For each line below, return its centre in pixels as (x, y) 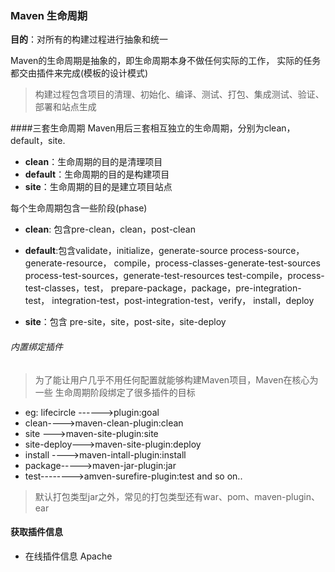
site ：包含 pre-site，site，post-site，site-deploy (125, 322)
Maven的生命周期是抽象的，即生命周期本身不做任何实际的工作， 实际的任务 (166, 61)
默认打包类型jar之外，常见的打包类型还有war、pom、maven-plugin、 (177, 496)
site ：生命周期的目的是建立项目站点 (98, 187)
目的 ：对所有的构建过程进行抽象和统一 (89, 39)
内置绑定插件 (36, 346)
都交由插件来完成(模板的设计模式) (79, 73)
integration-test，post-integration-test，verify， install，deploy (183, 301)
